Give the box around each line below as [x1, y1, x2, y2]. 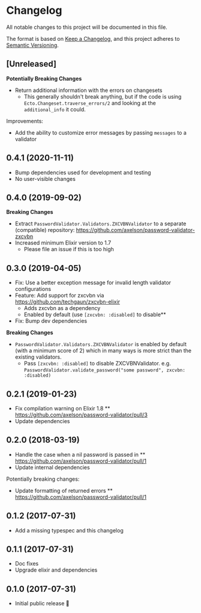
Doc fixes [14, 560, 39, 567]
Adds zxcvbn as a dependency [23, 305, 101, 312]
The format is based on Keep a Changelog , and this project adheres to [6, 35, 180, 42]
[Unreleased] [6, 59, 57, 69]
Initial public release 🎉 [14, 600, 70, 607]
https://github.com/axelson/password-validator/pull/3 [14, 411, 148, 418]
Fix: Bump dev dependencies [14, 317, 88, 325]
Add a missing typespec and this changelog [14, 526, 124, 534]
